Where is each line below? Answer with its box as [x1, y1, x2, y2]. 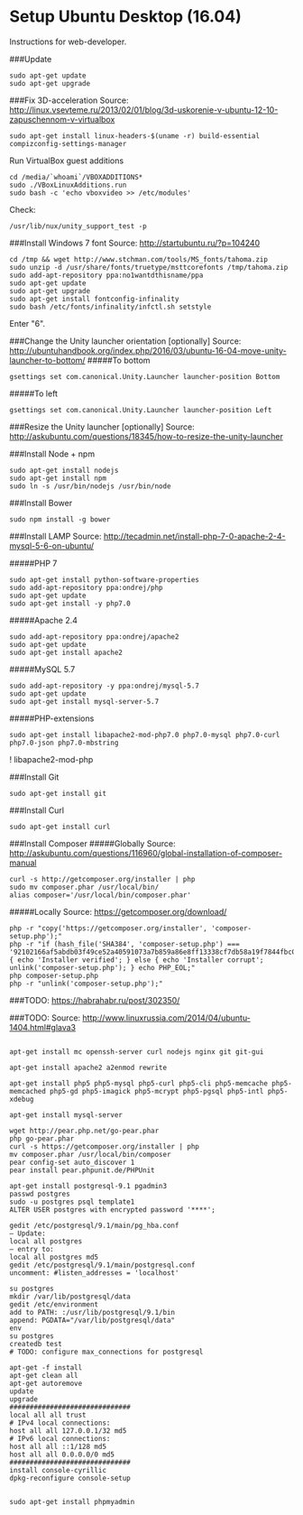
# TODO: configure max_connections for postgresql [9, 1347, 204, 1356]
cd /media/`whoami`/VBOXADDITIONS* [9, 172, 143, 181]
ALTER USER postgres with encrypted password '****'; [9, 1205, 216, 1215]
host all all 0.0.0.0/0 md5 [9, 1450, 115, 1459]
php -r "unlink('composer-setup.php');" [9, 979, 164, 988]
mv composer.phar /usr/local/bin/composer [9, 1150, 171, 1159]
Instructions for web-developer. [9, 36, 127, 47]
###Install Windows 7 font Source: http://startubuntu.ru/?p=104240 [9, 237, 261, 248]
